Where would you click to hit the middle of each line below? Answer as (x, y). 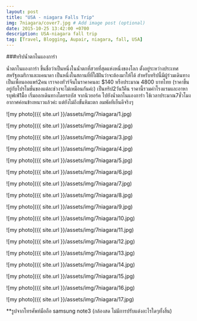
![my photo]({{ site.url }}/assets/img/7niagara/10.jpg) (71, 218)
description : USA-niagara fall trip (52, 34)
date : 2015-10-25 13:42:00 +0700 (48, 28)
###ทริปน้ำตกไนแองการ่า (32, 56)
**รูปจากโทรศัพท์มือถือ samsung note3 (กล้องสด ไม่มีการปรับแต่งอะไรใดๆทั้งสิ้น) (89, 311)
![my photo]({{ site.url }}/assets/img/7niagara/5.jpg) (70, 160)
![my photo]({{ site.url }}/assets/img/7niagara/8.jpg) (70, 195)
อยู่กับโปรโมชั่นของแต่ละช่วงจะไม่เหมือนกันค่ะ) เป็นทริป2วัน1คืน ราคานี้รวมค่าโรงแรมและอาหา (97, 88)
